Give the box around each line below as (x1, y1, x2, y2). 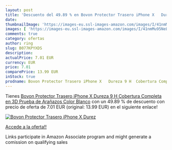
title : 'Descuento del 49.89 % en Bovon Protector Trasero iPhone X (5, 12, 155, 17)
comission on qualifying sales (5, 139, 68, 145)
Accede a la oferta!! (5, 123, 47, 130)
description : (5, 50, 33, 55)
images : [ (5, 27, 27, 32)
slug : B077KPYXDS (5, 46, 42, 51)
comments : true (5, 31, 38, 36)
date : (5, 17, 17, 22)
